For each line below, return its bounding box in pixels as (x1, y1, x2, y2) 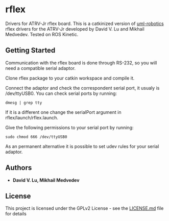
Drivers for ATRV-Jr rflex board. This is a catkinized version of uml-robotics (5, 20, 164, 27)
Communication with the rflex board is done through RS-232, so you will (5, 60, 157, 66)
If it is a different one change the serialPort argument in (5, 109, 122, 115)
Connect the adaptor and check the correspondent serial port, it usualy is (5, 85, 160, 91)
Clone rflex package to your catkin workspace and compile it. (5, 75, 135, 81)
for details (5, 211, 27, 217)
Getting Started (5, 46, 56, 55)
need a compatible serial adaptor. (5, 65, 76, 71)
